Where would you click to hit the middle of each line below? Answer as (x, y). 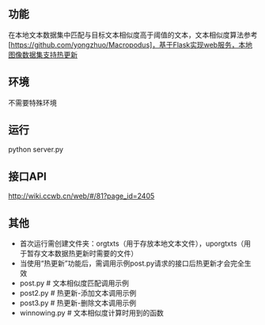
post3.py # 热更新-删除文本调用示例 (78, 303)
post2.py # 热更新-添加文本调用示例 (78, 293)
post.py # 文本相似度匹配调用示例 (74, 283)
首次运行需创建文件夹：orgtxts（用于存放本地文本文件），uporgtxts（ (132, 243)
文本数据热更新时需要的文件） (89, 254)
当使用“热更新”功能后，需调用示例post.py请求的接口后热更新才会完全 (132, 263)
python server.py (36, 150)
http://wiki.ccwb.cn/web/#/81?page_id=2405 (81, 196)
